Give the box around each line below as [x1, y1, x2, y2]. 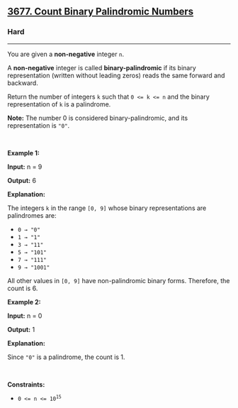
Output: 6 [7, 176, 37, 184]
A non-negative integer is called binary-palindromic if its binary [7, 63, 196, 72]
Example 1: [7, 148, 40, 157]
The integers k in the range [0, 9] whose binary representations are [7, 204, 207, 212]
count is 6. [7, 284, 38, 292]
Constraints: [7, 380, 45, 389]
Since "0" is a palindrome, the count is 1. [7, 353, 125, 361]
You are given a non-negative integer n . [7, 50, 125, 58]
